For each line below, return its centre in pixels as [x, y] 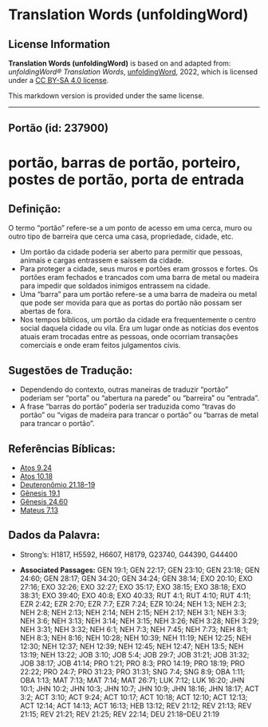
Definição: [35, 209]
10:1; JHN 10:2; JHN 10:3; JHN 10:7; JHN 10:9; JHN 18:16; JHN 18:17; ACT [139, 689]
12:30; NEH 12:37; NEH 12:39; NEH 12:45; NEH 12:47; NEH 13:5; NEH [132, 646]
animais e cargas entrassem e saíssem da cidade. [102, 260]
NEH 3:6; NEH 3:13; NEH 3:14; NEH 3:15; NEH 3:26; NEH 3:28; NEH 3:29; [139, 621]
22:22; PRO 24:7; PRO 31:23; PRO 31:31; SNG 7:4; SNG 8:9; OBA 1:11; [132, 671]
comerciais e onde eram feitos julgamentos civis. [100, 346]
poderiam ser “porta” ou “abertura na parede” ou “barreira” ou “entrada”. [139, 398]
